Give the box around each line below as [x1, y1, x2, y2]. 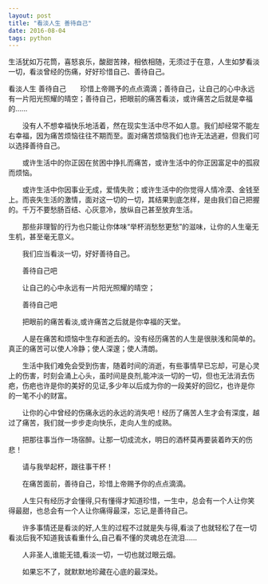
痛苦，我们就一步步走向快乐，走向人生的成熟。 [22, 418, 176, 428]
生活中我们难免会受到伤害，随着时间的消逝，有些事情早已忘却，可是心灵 [22, 361, 260, 370]
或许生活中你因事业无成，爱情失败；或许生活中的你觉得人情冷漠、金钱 [22, 185, 253, 194]
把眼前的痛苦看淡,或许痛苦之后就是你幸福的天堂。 [22, 317, 186, 326]
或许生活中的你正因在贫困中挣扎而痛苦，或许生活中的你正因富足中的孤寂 [22, 158, 260, 168]
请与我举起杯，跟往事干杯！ [22, 462, 113, 472]
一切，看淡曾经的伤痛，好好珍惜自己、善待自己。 [8, 67, 169, 77]
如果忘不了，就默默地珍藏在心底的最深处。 [22, 567, 162, 577]
